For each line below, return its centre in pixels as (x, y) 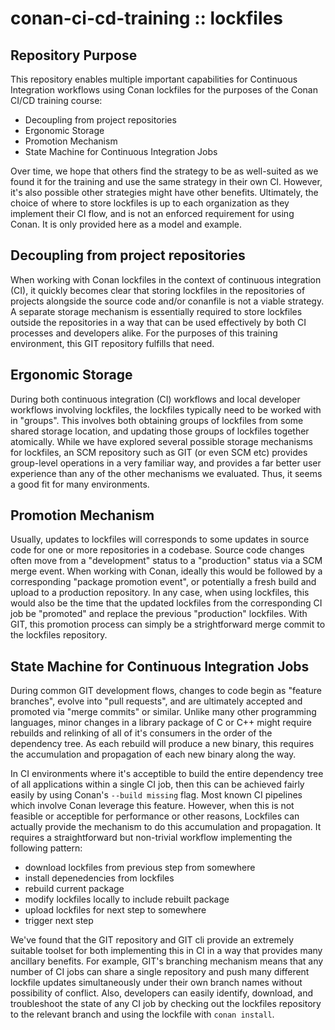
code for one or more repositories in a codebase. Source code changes (157, 550)
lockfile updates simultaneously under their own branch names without (156, 983)
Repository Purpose (74, 55)
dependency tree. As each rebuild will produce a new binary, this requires (162, 744)
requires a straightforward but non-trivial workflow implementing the (151, 838)
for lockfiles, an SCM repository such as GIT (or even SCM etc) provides (159, 452)
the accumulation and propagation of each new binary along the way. (153, 754)
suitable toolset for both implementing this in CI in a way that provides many (166, 951)
